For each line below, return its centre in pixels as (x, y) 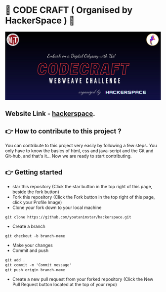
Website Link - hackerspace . (50, 114)
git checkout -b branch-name (35, 236)
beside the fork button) (36, 192)
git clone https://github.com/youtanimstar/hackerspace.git (68, 217)
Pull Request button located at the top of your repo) (64, 284)
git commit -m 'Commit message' (38, 265)
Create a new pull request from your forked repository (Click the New (83, 279)
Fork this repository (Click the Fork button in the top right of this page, (83, 197)
